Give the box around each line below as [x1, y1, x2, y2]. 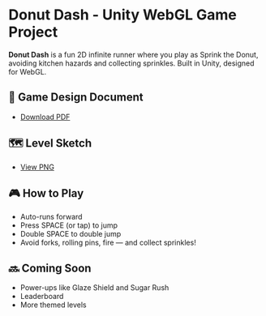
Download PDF [19, 112, 71, 122]
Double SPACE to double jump [19, 229, 122, 239]
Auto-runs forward [19, 212, 83, 222]
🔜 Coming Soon [8, 261, 92, 275]
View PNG [19, 162, 55, 172]
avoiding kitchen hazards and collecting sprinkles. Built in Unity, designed [8, 58, 255, 68]
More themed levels [19, 300, 87, 310]
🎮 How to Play [8, 186, 84, 200]
